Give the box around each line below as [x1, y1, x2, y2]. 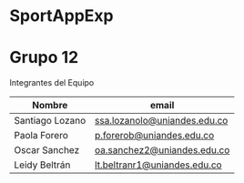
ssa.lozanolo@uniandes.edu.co [94, 115, 229, 127]
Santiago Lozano [14, 115, 86, 127]
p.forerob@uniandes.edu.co [94, 129, 215, 142]
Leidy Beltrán [14, 158, 71, 171]
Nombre [31, 99, 68, 112]
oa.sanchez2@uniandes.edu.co [94, 144, 230, 157]
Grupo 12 [9, 47, 79, 68]
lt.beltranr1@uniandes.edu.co [94, 158, 222, 171]
